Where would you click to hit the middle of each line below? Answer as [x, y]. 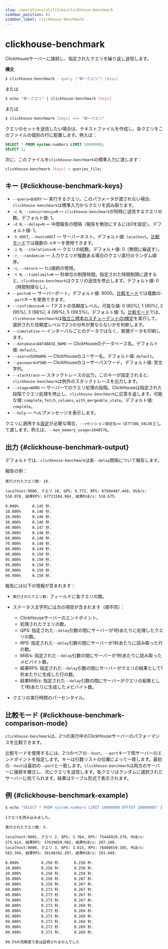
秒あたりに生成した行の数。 [49, 674]
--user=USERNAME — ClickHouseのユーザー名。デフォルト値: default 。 [85, 356]
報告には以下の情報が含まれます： [40, 586]
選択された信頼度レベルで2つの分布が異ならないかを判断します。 [79, 325]
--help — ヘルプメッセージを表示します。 [55, 413]
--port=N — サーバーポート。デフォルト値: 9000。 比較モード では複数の [87, 293]
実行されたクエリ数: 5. [27, 827]
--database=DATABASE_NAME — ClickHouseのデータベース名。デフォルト [86, 344]
